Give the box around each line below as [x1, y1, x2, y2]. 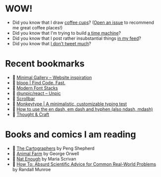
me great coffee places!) [12, 24, 63, 30]
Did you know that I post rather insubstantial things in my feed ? [12, 35, 141, 41]
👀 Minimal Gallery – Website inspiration [12, 74, 92, 80]
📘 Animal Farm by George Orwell [12, 150, 79, 157]
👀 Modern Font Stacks [12, 85, 58, 91]
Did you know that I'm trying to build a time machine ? [12, 30, 121, 36]
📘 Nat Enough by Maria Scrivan [12, 156, 76, 162]
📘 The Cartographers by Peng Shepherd [12, 145, 95, 151]
